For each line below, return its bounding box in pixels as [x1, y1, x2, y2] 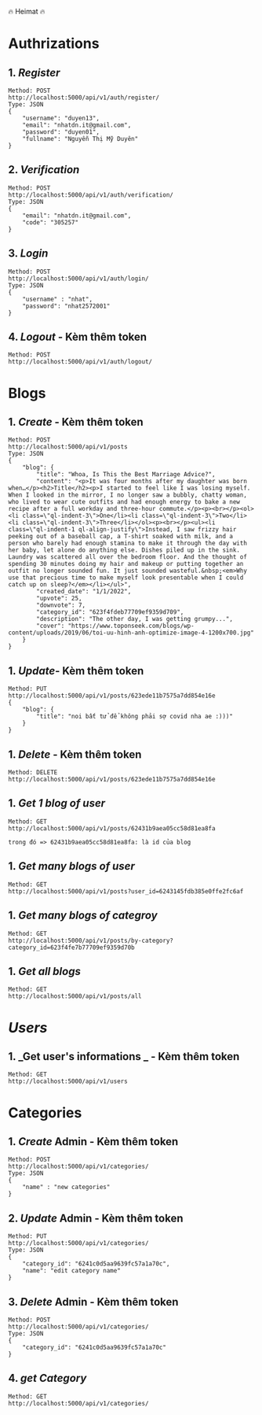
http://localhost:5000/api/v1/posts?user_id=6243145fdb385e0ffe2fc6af [8, 887, 244, 896]
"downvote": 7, [36, 601, 86, 609]
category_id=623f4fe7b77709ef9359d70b [8, 944, 135, 951]
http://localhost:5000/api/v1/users [8, 1077, 128, 1085]
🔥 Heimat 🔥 [8, 7, 45, 16]
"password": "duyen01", [22, 128, 100, 136]
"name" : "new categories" [22, 1184, 111, 1191]
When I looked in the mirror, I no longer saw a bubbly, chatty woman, [8, 491, 247, 499]
